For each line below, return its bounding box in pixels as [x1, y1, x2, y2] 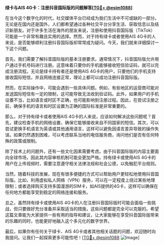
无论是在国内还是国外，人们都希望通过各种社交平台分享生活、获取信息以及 [5, 22, 155, 27]
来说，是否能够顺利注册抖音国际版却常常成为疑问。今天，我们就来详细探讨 [5, 40, 155, 45]
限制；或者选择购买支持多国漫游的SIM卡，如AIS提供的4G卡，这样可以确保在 [5, 183, 159, 189]
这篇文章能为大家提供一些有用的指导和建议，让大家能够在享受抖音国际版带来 [5, 212, 159, 218]
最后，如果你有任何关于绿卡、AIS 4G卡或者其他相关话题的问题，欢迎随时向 [5, 228, 156, 234]
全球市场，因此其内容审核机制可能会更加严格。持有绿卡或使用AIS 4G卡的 [9, 155, 156, 160]
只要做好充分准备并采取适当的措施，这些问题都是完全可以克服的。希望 [18, 206, 159, 212]
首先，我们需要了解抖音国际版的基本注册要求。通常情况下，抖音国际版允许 [5, 56, 155, 62]
